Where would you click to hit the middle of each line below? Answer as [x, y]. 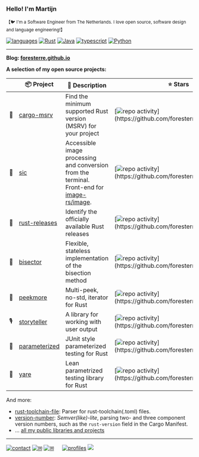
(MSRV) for [81, 126]
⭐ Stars [179, 85]
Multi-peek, [82, 290]
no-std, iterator [86, 297]
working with [83, 322]
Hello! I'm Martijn [31, 9]
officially [77, 219]
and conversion [86, 166]
